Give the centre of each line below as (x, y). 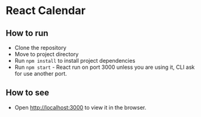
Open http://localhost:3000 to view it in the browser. (80, 107)
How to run (27, 33)
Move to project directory (46, 54)
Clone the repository (40, 48)
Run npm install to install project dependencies (75, 61)
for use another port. (41, 73)
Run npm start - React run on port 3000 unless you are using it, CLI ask (104, 67)
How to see (27, 93)
